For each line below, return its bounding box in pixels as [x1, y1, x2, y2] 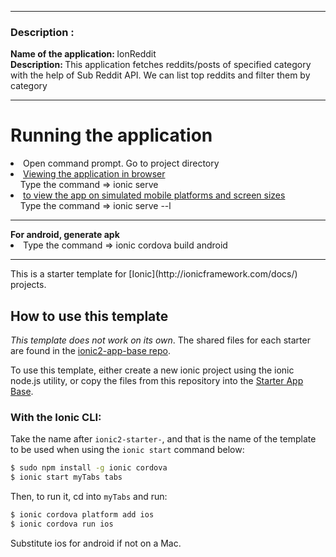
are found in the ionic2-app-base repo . [10, 345, 171, 357]
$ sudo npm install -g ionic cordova [10, 463, 168, 473]
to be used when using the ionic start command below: [10, 444, 245, 456]
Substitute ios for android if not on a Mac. [10, 537, 182, 549]
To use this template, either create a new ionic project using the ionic [10, 364, 295, 376]
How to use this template [10, 307, 169, 325]
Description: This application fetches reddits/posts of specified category [10, 59, 312, 71]
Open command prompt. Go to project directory [23, 157, 220, 170]
